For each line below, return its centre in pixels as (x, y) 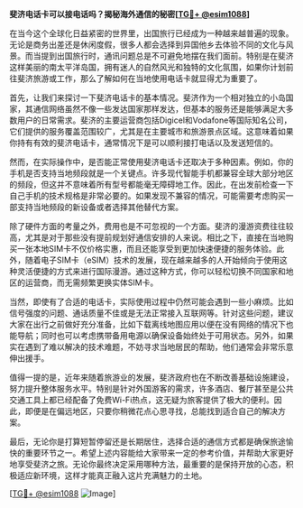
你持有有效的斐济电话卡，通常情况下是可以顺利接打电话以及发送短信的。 (143, 143)
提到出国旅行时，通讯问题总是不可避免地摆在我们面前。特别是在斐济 (167, 56)
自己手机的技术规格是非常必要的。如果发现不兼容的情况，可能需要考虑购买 (147, 196)
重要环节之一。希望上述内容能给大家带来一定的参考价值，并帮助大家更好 (159, 453)
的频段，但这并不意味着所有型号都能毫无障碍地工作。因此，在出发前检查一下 (151, 185)
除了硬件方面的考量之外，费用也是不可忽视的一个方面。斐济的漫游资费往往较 (151, 226)
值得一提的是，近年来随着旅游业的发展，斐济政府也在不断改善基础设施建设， (151, 377)
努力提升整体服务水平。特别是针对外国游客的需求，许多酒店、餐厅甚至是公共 (151, 388)
